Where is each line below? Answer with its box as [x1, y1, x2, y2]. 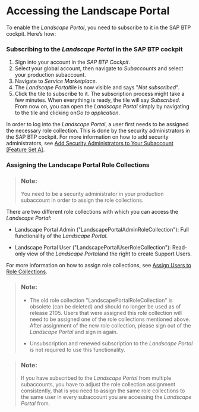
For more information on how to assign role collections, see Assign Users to [6, 262, 192, 269]
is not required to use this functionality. [29, 346, 125, 353]
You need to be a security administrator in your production [20, 191, 164, 198]
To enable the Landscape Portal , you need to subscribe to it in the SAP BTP [6, 24, 191, 31]
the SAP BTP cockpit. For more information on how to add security [6, 133, 169, 141]
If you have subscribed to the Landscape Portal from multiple [20, 374, 172, 382]
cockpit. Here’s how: [6, 30, 56, 37]
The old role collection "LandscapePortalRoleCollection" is [29, 296, 173, 304]
